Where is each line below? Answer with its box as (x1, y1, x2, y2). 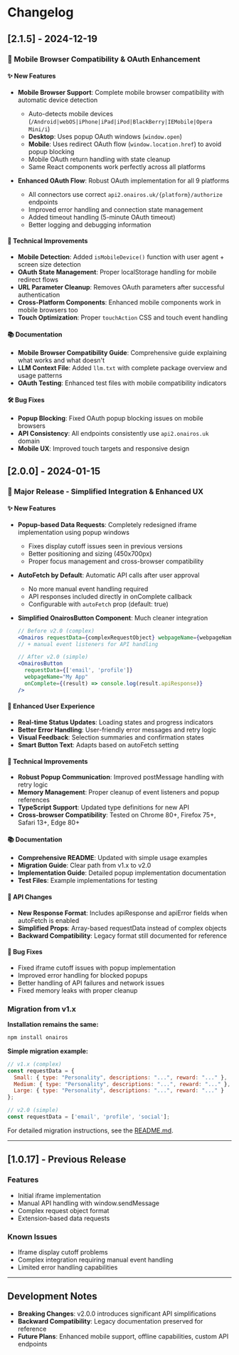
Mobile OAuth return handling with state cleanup (28, 155, 171, 163)
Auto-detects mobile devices (28, 109, 114, 118)
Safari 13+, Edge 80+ (17, 818, 80, 827)
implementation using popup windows (17, 528, 130, 536)
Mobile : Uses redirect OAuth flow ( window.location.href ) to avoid (28, 140, 222, 148)
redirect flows (17, 275, 59, 284)
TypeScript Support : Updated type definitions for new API (17, 803, 190, 812)
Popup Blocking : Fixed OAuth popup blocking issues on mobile (17, 414, 204, 423)
